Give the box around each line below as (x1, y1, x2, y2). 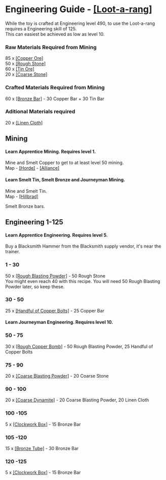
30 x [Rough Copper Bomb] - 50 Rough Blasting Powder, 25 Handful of (5, 343, 153, 349)
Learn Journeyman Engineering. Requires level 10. (5, 319, 113, 325)
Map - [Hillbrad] (5, 193, 39, 199)
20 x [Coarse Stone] (5, 71, 48, 77)
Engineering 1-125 (5, 218, 63, 226)
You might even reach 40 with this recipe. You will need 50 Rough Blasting (5, 278, 160, 284)
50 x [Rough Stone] (5, 61, 46, 67)
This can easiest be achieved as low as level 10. (5, 31, 105, 37)
